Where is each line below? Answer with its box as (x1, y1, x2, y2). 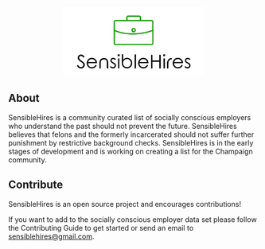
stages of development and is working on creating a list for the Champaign (8, 146, 253, 156)
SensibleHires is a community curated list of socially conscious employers (8, 112, 251, 122)
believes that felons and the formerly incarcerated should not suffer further (8, 130, 255, 139)
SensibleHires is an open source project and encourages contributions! (8, 199, 241, 208)
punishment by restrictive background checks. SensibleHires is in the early (8, 138, 254, 147)
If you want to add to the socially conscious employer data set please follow (8, 214, 257, 224)
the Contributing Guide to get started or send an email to (8, 223, 194, 232)
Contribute (8, 178, 64, 192)
